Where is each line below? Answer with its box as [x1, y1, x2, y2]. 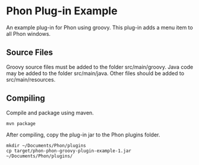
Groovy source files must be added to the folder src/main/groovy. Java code [6, 63, 194, 70]
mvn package [6, 120, 36, 126]
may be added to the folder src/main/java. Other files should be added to [6, 70, 185, 77]
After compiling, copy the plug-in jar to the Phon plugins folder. [6, 131, 160, 138]
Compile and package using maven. [6, 109, 94, 116]
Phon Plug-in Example [6, 4, 118, 18]
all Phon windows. [6, 30, 51, 37]
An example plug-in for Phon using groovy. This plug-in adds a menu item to [6, 24, 193, 31]
